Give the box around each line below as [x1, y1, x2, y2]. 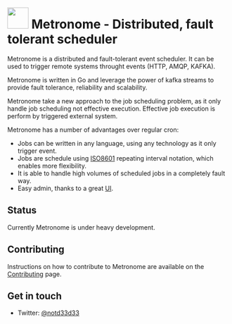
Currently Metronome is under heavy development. [7, 223, 156, 232]
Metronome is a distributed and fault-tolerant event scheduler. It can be [7, 54, 214, 63]
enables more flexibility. [17, 161, 86, 170]
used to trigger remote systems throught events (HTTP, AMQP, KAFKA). [7, 62, 216, 70]
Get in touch [7, 289, 62, 302]
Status [7, 204, 37, 216]
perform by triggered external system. [7, 111, 118, 120]
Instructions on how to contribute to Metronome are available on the [7, 262, 205, 270]
